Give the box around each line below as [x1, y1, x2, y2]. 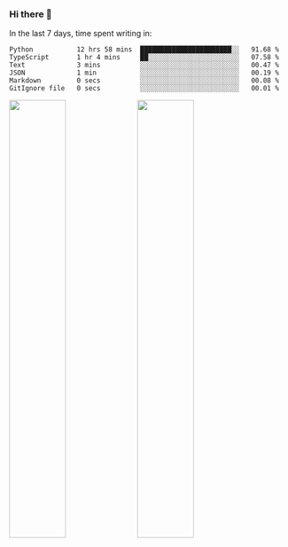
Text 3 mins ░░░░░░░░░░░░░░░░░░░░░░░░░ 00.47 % [9, 61, 279, 70]
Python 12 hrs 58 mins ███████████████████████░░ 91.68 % [9, 45, 279, 54]
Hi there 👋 [9, 8, 53, 20]
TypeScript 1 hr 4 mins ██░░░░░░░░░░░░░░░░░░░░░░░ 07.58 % [9, 53, 279, 62]
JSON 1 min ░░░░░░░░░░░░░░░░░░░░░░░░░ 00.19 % [9, 68, 279, 78]
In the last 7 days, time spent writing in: [9, 28, 152, 39]
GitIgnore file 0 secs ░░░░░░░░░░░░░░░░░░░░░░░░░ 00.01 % [9, 84, 279, 93]
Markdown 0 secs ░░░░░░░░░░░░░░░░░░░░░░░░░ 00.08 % [9, 76, 279, 85]
